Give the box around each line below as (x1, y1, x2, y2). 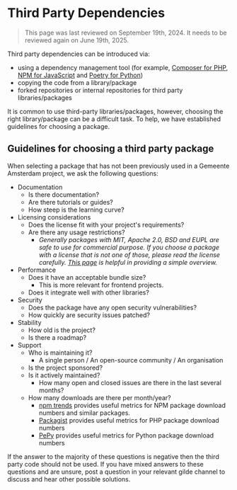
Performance (17, 266, 57, 274)
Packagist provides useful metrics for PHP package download (38, 416, 219, 424)
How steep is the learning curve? (28, 205, 125, 214)
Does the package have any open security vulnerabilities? (28, 303, 197, 312)
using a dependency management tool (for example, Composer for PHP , (17, 63, 229, 72)
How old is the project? (28, 326, 96, 334)
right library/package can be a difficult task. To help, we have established (7, 115, 221, 123)
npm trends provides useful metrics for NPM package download (38, 401, 226, 409)
